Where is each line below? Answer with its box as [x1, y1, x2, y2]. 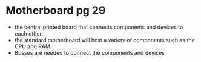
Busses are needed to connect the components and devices [14, 49, 165, 56]
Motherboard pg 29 [5, 4, 106, 17]
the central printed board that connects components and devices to [14, 23, 183, 31]
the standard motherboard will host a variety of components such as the [14, 36, 195, 43]
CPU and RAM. [14, 43, 52, 50]
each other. [14, 29, 44, 37]
